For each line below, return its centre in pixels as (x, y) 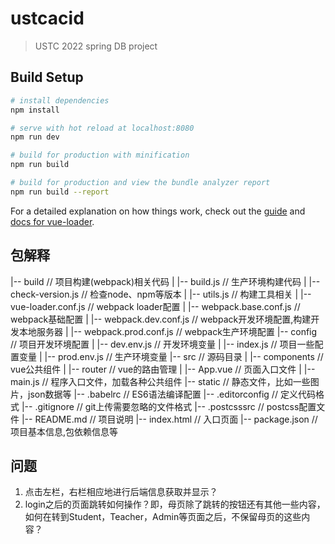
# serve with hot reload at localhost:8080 (102, 128)
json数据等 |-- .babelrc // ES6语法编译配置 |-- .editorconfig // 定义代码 (171, 394)
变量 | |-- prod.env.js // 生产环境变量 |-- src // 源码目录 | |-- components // (171, 356)
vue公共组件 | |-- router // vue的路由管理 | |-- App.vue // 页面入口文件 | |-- (163, 369)
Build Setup (47, 77)
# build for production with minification (100, 155)
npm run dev (35, 137)
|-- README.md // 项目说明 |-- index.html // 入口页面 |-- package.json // (169, 419)
